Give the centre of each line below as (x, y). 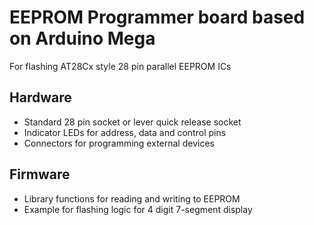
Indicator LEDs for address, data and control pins (125, 132)
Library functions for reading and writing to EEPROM (132, 198)
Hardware (40, 97)
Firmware (40, 174)
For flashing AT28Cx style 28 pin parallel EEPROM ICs (120, 66)
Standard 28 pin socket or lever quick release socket (132, 122)
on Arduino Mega (82, 38)
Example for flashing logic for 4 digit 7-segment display (138, 209)
